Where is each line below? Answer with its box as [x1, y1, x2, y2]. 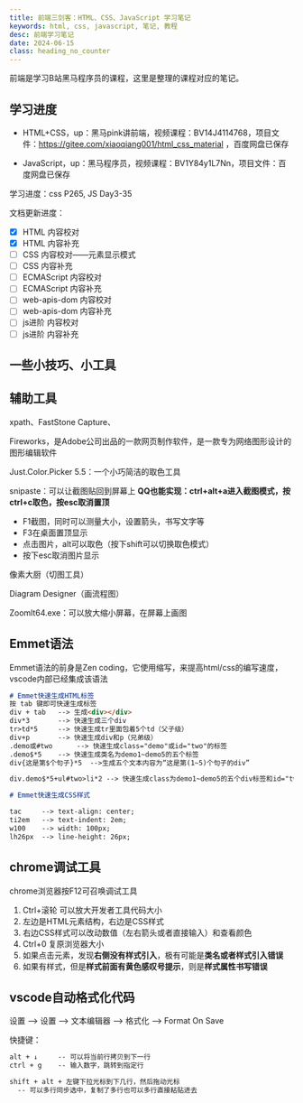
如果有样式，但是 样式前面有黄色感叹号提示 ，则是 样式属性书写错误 [22, 960, 268, 971]
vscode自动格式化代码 [9, 989, 135, 1005]
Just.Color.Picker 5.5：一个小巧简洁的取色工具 [9, 466, 181, 477]
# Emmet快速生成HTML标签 [9, 691, 95, 700]
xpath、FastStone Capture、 [9, 416, 115, 427]
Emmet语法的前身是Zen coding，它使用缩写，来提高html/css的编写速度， [9, 662, 283, 672]
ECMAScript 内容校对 [22, 272, 102, 283]
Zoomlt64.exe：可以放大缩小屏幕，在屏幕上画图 [9, 607, 188, 618]
